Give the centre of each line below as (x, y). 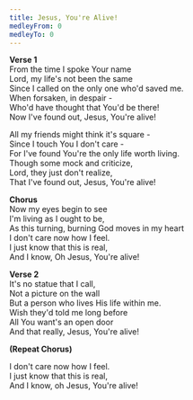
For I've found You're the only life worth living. (94, 154)
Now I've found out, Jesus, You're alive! (83, 117)
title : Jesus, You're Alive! (64, 18)
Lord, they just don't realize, (61, 173)
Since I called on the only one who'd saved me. (96, 89)
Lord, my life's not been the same (71, 79)
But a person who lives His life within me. (85, 303)
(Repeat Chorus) (41, 349)
